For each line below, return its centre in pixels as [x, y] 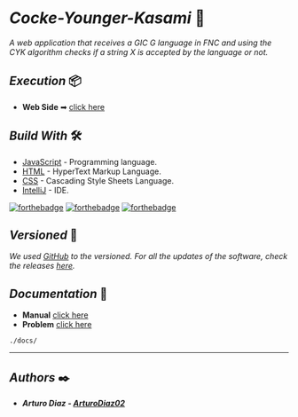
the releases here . [42, 266]
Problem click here [57, 325]
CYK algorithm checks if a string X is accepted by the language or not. [139, 51]
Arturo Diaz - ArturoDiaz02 [74, 403]
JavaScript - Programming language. [90, 161]
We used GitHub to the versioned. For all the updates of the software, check [149, 256]
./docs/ [24, 341]
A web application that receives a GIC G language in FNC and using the [141, 43]
